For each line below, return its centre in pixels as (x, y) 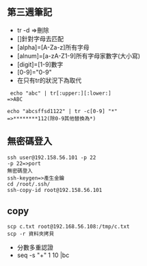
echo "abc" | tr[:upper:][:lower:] (61, 93)
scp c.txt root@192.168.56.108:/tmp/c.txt (68, 227)
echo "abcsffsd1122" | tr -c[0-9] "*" (62, 111)
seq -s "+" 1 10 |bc (43, 255)
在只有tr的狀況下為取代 (49, 80)
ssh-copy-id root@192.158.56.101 (55, 190)
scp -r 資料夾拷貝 (31, 234)
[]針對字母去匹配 (40, 38)
